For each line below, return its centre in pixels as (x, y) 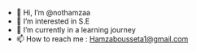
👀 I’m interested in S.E (53, 21)
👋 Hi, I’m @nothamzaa (53, 13)
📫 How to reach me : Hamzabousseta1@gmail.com (102, 39)
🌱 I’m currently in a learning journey (76, 30)
